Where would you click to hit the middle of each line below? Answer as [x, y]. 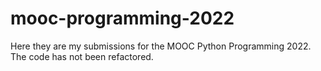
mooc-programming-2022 [122, 18]
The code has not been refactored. [82, 56]
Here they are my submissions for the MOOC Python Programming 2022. [161, 46]
